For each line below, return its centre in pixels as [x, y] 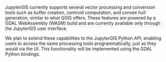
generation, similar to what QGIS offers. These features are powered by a [80, 18]
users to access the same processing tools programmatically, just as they [81, 43]
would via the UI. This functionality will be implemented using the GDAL [79, 49]
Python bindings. [22, 54]
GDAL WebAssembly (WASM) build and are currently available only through [83, 23]
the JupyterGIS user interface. [36, 28]
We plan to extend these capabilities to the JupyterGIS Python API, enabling [83, 38]
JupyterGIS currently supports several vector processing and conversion [80, 7]
